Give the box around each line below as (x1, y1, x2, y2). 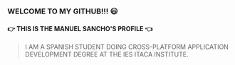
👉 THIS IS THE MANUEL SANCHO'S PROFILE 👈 (7, 24, 153, 32)
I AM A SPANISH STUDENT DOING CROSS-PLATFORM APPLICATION (24, 42, 229, 52)
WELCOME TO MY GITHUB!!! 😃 (7, 6, 118, 16)
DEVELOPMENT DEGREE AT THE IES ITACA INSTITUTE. (24, 50, 189, 59)
